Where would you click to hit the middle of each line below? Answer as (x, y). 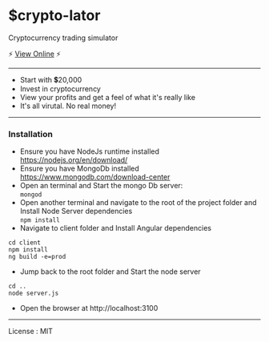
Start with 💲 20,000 (51, 79)
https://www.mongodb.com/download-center (95, 177)
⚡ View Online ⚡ (35, 54)
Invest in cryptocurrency (60, 89)
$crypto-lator (54, 16)
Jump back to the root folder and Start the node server (110, 272)
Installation (31, 134)
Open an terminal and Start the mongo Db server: (101, 186)
